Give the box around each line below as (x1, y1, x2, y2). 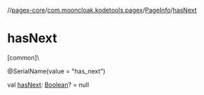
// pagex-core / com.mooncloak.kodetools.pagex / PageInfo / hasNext (7, 6, 197, 14)
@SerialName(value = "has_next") (7, 66, 106, 75)
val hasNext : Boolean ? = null (7, 80, 89, 89)
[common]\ (7, 53, 40, 61)
